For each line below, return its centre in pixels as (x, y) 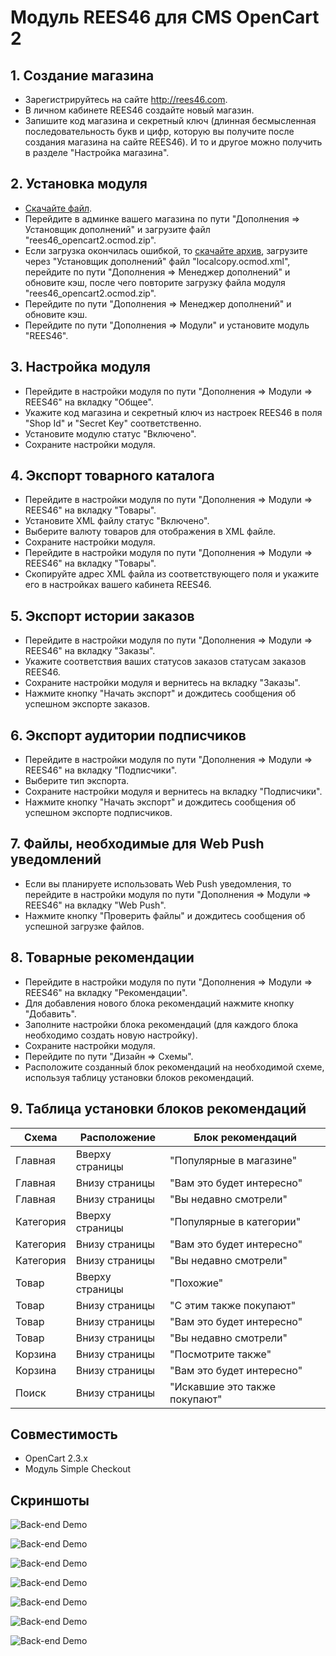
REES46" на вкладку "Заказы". (90, 651)
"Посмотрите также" (220, 1354)
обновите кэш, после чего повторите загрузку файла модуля (155, 282)
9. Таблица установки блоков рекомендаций (158, 1109)
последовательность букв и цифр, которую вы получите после (159, 131)
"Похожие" (196, 1283)
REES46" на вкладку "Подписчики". (101, 770)
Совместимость (64, 1434)
